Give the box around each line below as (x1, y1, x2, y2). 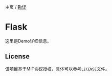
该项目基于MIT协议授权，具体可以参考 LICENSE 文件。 (5, 66, 110, 72)
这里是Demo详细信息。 (5, 38, 51, 44)
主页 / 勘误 (5, 4, 26, 10)
